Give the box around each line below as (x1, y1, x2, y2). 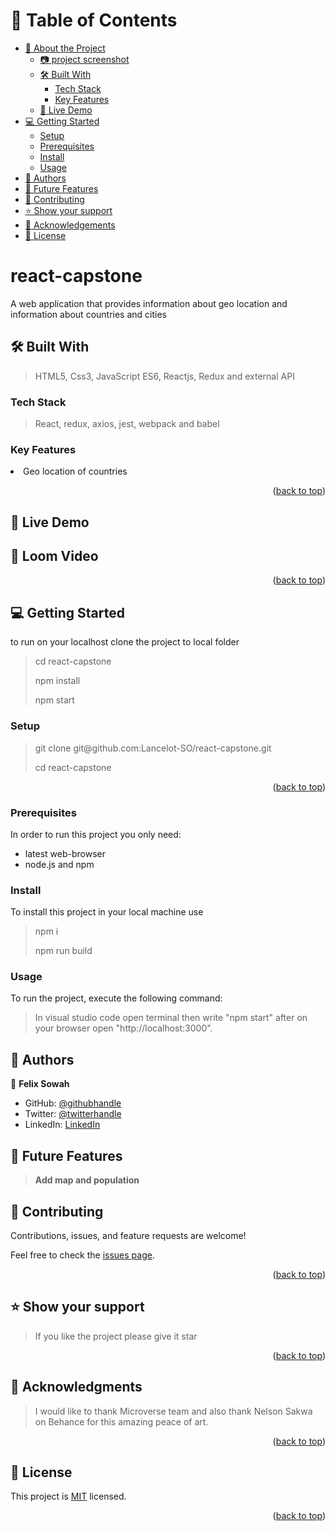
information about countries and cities (10, 308, 168, 320)
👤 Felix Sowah (10, 1078, 70, 1090)
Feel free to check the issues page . (10, 1249, 155, 1261)
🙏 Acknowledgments (10, 1379, 143, 1396)
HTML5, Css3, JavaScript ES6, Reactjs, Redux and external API (34, 370, 295, 382)
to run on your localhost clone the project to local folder (10, 636, 240, 648)
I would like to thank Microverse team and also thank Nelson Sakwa (34, 1405, 313, 1417)
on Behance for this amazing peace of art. (34, 1415, 209, 1428)
